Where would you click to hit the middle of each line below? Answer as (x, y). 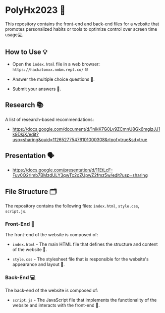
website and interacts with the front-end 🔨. (56, 305)
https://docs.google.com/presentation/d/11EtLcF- (62, 170)
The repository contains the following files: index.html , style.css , (72, 206)
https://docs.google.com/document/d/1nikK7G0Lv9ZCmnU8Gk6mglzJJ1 (86, 129)
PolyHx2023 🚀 (35, 10)
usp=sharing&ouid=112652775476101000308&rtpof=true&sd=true (80, 139)
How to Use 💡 (26, 52)
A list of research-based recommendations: (50, 119)
